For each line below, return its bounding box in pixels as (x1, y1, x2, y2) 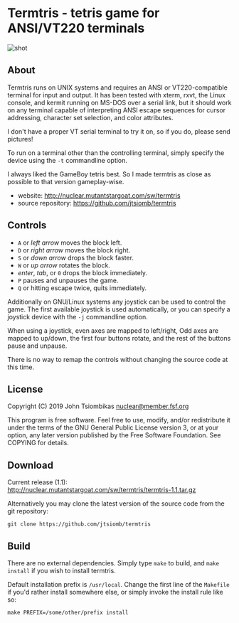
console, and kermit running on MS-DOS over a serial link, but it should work (7, 98, 232, 107)
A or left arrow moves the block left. (17, 238, 122, 247)
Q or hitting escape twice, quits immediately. (17, 283, 147, 292)
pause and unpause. (7, 341, 68, 350)
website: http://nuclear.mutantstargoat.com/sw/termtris (17, 191, 181, 200)
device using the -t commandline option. (7, 156, 128, 164)
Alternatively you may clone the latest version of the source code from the (7, 499, 225, 508)
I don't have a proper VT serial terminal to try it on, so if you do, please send (7, 127, 230, 136)
